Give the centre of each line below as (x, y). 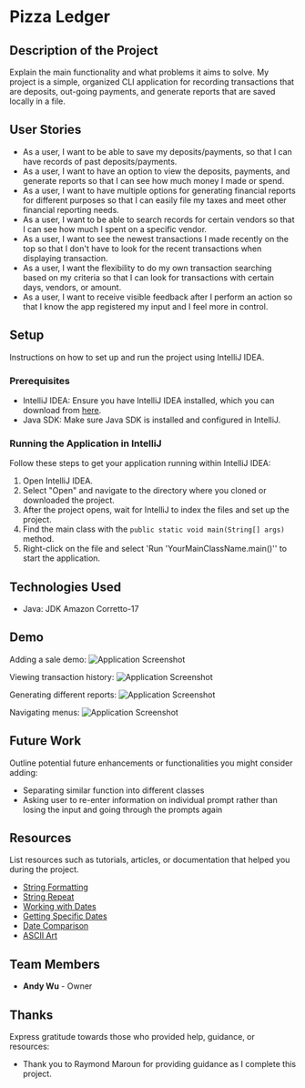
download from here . (62, 410)
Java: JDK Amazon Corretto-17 (81, 609)
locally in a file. (37, 101)
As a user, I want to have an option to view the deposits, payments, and (156, 171)
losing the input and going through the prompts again (122, 809)
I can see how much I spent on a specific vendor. (115, 229)
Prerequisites (40, 381)
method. (38, 539)
